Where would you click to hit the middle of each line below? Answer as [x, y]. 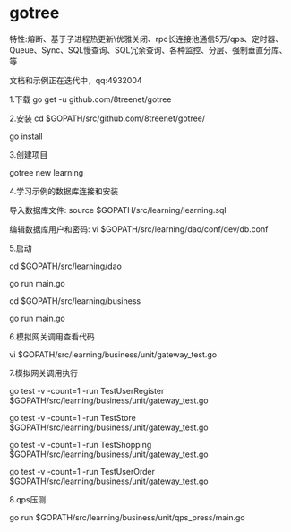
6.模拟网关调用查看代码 [52, 336]
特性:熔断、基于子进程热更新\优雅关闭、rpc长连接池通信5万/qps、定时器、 [146, 39]
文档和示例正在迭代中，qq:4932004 [76, 80]
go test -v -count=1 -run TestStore [73, 417]
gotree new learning [46, 172]
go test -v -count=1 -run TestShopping [81, 444]
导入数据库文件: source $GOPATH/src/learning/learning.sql [118, 210]
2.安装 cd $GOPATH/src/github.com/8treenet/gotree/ [107, 118]
